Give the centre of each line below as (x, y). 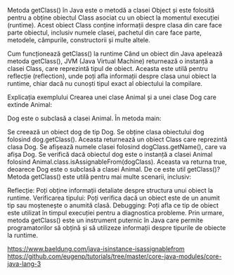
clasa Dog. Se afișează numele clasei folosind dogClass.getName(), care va (117, 147)
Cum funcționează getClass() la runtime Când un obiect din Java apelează (115, 53)
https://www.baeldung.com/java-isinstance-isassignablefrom (96, 249)
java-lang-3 (24, 264)
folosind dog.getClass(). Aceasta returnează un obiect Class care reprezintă (117, 139)
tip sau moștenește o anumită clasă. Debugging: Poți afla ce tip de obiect (113, 205)
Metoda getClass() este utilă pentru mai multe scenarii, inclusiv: (99, 177)
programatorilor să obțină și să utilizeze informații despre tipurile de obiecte (117, 228)
